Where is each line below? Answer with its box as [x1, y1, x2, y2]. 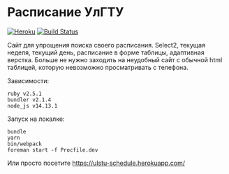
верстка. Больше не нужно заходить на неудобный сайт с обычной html [7, 55, 223, 64]
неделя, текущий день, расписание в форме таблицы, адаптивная [7, 48, 205, 57]
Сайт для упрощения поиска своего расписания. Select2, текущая [7, 41, 206, 49]
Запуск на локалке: [7, 115, 65, 123]
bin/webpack [7, 140, 42, 147]
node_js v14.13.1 [7, 102, 58, 109]
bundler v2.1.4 [7, 96, 52, 103]
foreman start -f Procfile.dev [7, 146, 98, 154]
